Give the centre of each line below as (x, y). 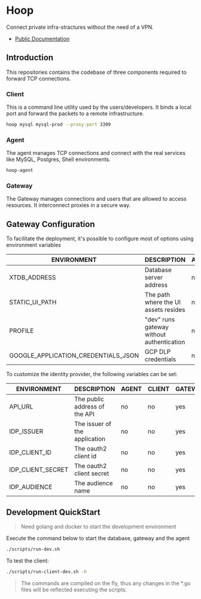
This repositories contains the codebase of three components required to (97, 72)
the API (84, 414)
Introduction (30, 58)
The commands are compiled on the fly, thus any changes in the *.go (106, 583)
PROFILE (22, 331)
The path (157, 295)
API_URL (21, 407)
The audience (93, 483)
